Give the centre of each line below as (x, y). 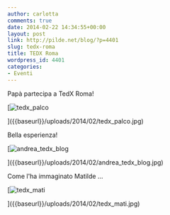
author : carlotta (33, 14)
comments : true (30, 21)
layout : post (27, 34)
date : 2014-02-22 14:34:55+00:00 (57, 27)
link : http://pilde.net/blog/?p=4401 (63, 40)
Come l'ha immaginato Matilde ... (55, 176)
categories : (25, 67)
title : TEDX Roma (33, 54)
